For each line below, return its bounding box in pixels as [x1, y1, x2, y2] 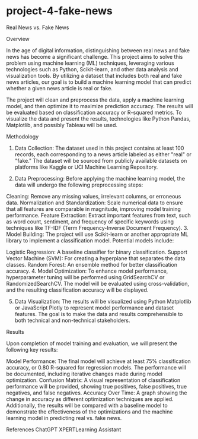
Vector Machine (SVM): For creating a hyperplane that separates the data [6, 254, 186, 262]
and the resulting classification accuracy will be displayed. [6, 286, 149, 293]
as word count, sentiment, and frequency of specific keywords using [6, 218, 174, 225]
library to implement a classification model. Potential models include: [6, 236, 174, 244]
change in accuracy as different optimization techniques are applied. [6, 395, 174, 402]
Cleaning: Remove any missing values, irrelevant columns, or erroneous [6, 192, 181, 200]
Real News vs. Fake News [6, 24, 69, 31]
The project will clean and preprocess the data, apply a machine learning [6, 96, 184, 103]
